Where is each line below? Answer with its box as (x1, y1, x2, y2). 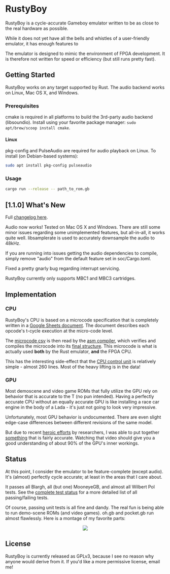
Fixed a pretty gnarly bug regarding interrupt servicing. (5, 265, 120, 271)
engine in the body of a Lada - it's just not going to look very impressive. (5, 404, 157, 411)
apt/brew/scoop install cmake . (5, 125, 71, 131)
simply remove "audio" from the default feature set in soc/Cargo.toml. (5, 256, 151, 262)
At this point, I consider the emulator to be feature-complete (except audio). (5, 468, 163, 474)
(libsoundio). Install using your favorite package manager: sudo (5, 119, 136, 125)
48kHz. (5, 240, 21, 247)
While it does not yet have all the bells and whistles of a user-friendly (5, 35, 150, 41)
